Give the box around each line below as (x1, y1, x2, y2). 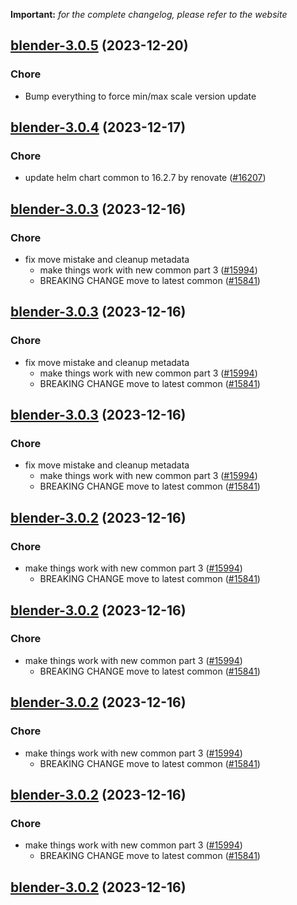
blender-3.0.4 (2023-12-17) (10, 119, 187, 136)
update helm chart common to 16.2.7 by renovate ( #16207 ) (24, 172, 267, 184)
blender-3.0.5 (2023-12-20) (10, 37, 189, 54)
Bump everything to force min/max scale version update (24, 90, 257, 102)
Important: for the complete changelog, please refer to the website (10, 9, 288, 20)
